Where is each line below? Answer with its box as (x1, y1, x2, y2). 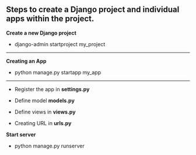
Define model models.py (14, 97, 75, 104)
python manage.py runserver (14, 142, 85, 149)
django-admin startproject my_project (14, 40, 106, 47)
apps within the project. (6, 14, 94, 24)
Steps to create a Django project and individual (6, 5, 180, 15)
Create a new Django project (6, 29, 77, 36)
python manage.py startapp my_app (14, 68, 101, 75)
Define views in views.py (14, 108, 76, 115)
